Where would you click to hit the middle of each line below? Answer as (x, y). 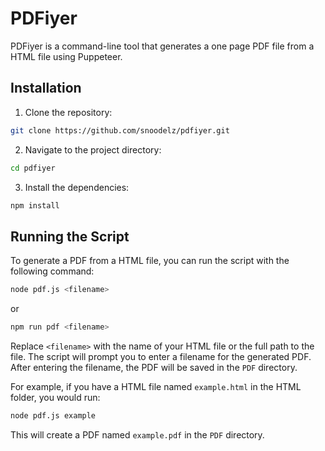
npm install (35, 205)
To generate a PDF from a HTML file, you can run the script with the (150, 261)
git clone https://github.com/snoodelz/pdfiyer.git (120, 130)
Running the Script (70, 236)
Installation (46, 88)
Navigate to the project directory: (93, 149)
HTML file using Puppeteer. (66, 56)
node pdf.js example (53, 415)
